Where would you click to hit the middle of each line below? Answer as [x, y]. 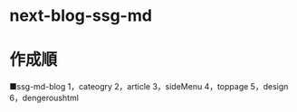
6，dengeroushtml [44, 98]
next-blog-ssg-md [81, 16]
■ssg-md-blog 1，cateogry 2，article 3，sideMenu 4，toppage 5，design [149, 87]
